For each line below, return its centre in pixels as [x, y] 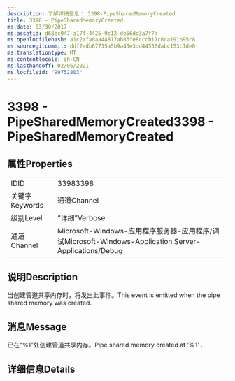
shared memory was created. [50, 303]
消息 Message [37, 327]
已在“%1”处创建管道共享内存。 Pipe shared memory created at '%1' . [105, 345]
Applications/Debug [90, 250]
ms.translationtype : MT [42, 53]
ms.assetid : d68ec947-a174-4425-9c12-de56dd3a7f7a [83, 33]
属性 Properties [40, 164]
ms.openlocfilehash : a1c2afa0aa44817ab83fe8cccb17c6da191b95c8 [101, 40]
